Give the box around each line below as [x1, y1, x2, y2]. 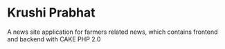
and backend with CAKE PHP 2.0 [7, 35, 101, 43]
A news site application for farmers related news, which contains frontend [7, 28, 218, 36]
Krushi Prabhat [7, 5, 96, 21]
